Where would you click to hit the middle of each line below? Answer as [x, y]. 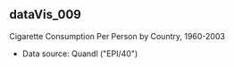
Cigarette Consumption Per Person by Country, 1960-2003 [117, 36]
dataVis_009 [46, 15]
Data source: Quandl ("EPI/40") [80, 54]
